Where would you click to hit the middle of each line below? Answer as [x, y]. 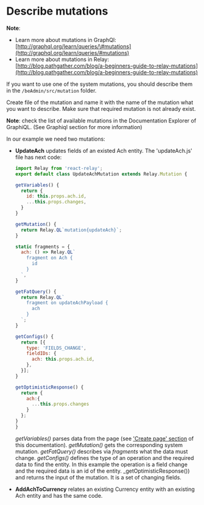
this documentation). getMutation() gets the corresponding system [99, 445]
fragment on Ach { [50, 258]
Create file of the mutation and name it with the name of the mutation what [100, 102]
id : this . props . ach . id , [57, 196]
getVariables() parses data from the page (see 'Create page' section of [104, 438]
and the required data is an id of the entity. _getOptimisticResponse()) [102, 471]
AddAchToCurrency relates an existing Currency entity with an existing [105, 489]
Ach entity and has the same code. [59, 495]
